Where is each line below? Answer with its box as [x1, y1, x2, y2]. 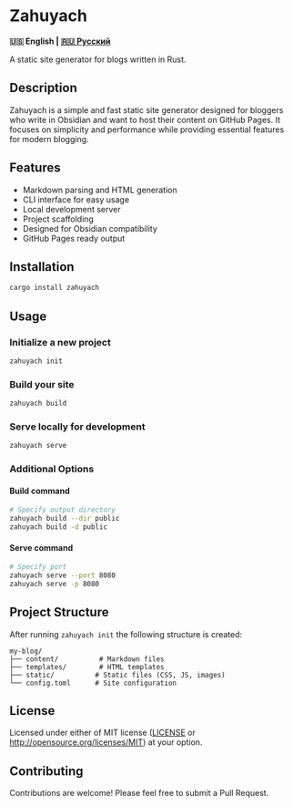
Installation [9, 259, 75, 274]
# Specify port [9, 563, 67, 572]
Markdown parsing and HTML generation [22, 184, 177, 195]
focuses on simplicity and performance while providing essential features [9, 124, 285, 135]
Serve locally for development [9, 420, 146, 433]
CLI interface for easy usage [22, 193, 130, 205]
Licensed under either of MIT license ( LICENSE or [9, 727, 196, 739]
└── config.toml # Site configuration [9, 678, 177, 688]
